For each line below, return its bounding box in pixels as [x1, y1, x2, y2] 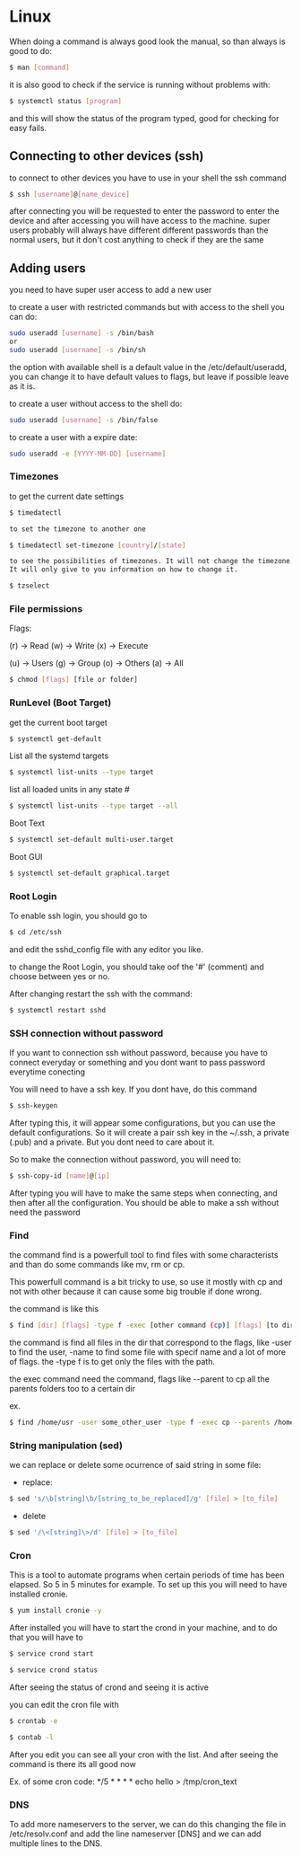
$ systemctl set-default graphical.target [9, 869, 170, 878]
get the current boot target [9, 717, 107, 728]
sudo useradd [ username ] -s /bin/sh [9, 345, 146, 354]
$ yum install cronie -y [9, 1606, 102, 1615]
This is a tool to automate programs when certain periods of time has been [9, 1570, 285, 1580]
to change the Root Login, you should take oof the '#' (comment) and [9, 961, 264, 972]
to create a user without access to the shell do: [9, 398, 183, 409]
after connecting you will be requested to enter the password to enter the [9, 206, 279, 217]
